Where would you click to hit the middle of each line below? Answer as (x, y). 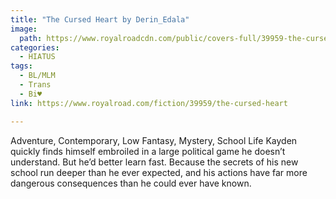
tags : (21, 66)
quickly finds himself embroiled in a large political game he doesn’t (148, 151)
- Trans (35, 85)
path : (31, 38)
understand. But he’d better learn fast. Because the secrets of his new (154, 162)
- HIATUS (37, 57)
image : (24, 29)
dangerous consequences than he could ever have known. (131, 183)
